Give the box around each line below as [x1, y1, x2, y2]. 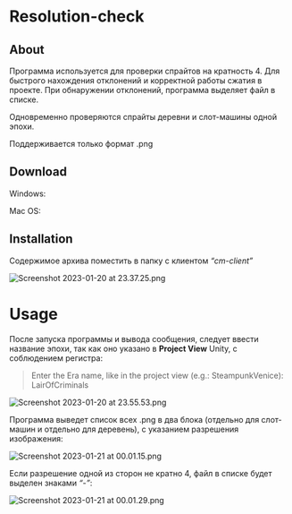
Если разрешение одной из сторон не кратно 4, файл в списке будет [9, 467, 272, 478]
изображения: [9, 433, 63, 444]
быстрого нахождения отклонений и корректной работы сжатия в [9, 75, 263, 86]
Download [9, 164, 67, 180]
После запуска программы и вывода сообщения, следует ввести [9, 333, 259, 344]
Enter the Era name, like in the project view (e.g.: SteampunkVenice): [30, 370, 284, 381]
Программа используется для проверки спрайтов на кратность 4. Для [9, 65, 280, 76]
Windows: [9, 188, 46, 199]
